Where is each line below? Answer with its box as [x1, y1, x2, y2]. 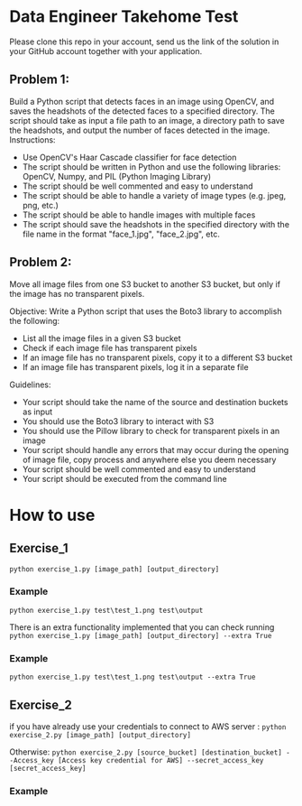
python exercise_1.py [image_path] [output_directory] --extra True [9, 631, 272, 640]
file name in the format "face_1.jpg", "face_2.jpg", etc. [22, 228, 221, 239]
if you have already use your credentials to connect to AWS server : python [9, 720, 287, 732]
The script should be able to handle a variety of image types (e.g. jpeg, [22, 190, 287, 200]
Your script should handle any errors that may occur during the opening [22, 444, 289, 455]
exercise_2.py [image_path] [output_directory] [9, 730, 192, 739]
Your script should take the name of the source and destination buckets [22, 396, 288, 407]
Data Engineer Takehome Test [9, 6, 239, 27]
